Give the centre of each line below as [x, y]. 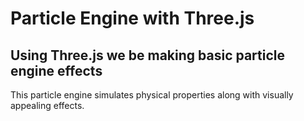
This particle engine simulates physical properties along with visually [152, 95]
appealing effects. [47, 105]
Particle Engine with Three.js [132, 18]
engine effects [56, 70]
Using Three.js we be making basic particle [147, 55]
